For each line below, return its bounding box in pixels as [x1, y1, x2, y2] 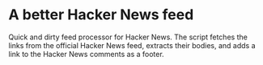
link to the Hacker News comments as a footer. [8, 49, 164, 59]
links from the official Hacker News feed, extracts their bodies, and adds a [8, 40, 257, 50]
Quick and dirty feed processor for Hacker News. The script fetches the [8, 32, 248, 42]
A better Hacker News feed [8, 6, 194, 24]
